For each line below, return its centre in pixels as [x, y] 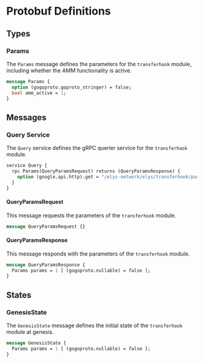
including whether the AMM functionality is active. [69, 70]
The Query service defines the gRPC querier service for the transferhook [97, 148]
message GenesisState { [36, 343]
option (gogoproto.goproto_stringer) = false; [72, 87]
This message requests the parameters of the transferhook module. [91, 215]
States [19, 295]
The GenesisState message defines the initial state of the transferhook [95, 325]
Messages [26, 117]
